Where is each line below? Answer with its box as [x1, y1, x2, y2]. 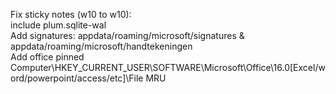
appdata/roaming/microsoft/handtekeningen [10, 40, 193, 52]
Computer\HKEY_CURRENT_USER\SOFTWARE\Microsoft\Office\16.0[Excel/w [10, 62, 326, 73]
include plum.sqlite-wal [10, 19, 107, 31]
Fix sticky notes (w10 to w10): [10, 9, 132, 20]
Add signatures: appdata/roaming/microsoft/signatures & [10, 30, 245, 41]
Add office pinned [10, 51, 85, 63]
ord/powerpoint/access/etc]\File [10, 72, 144, 84]
